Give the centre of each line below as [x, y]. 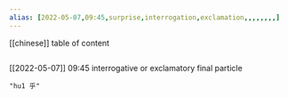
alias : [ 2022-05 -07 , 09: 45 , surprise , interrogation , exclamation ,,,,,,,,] [144, 17]
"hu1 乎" [24, 86]
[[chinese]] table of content [59, 43]
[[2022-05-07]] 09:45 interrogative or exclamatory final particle [126, 68]
